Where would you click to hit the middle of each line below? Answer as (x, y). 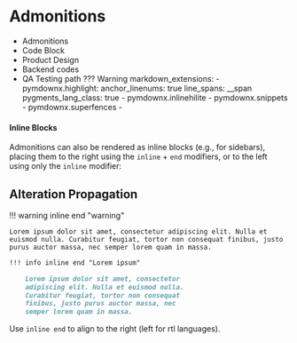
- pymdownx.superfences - (72, 107)
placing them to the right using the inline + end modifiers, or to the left (138, 156)
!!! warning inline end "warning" (67, 215)
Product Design (51, 60)
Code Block (43, 50)
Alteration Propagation (74, 194)
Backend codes (51, 69)
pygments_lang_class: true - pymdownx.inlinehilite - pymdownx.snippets (155, 97)
